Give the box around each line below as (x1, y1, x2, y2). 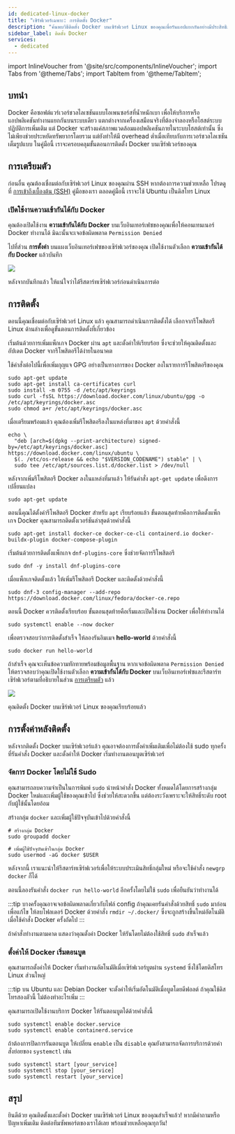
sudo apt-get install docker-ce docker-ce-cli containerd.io (8, 530, 190, 537)
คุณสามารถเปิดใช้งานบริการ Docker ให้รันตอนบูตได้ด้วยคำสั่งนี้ (8, 1007, 153, 1015)
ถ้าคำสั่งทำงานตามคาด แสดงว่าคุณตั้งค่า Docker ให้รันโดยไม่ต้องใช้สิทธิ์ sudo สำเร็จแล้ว (8, 929, 209, 937)
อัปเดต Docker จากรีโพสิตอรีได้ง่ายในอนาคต (8, 346, 113, 355)
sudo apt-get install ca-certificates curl (8, 381, 137, 388)
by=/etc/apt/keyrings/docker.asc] (8, 444, 109, 451)
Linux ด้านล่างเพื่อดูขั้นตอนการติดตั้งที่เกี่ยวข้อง (8, 325, 115, 333)
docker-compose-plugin (52, 536, 118, 543)
